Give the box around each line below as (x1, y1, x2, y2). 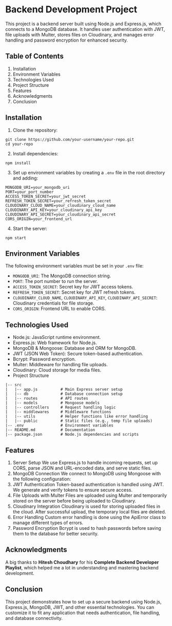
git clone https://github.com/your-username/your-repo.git (5, 137, 135, 142)
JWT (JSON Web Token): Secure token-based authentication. (12, 351, 144, 357)
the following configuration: (12, 476, 71, 482)
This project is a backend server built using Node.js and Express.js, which (5, 21, 162, 27)
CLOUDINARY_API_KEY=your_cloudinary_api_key (5, 207, 102, 212)
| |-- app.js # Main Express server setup (5, 387, 123, 392)
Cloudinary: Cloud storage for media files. (12, 367, 102, 373)
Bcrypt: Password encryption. (12, 356, 76, 362)
